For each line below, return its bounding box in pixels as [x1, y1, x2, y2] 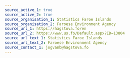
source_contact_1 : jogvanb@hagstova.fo [5, 45, 89, 50]
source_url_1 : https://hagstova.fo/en [5, 26, 86, 31]
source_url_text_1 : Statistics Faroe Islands [5, 36, 102, 41]
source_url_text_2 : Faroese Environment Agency [5, 40, 107, 45]
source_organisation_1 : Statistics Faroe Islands [5, 17, 112, 22]
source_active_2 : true [5, 12, 53, 17]
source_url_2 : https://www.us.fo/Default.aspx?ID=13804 [5, 31, 125, 36]
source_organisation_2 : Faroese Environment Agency [5, 21, 116, 27]
